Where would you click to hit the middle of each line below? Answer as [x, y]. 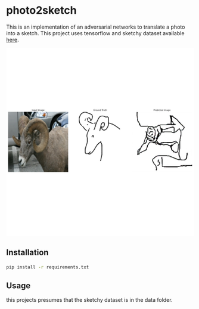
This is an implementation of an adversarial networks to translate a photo [96, 27]
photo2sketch [41, 10]
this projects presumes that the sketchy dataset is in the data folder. [89, 300]
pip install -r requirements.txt [48, 267]
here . [13, 39]
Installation [27, 253]
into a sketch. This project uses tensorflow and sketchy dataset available [95, 33]
